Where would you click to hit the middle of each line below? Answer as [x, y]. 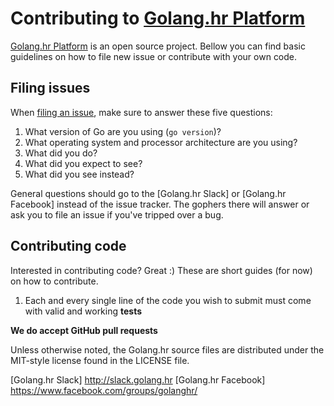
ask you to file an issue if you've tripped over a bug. [117, 214]
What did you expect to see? [83, 163]
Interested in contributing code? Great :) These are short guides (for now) [161, 270]
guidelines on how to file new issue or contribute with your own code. [154, 56]
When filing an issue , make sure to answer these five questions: [141, 112]
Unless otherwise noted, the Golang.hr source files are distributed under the [167, 349]
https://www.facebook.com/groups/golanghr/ [104, 390]
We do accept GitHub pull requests [84, 330]
